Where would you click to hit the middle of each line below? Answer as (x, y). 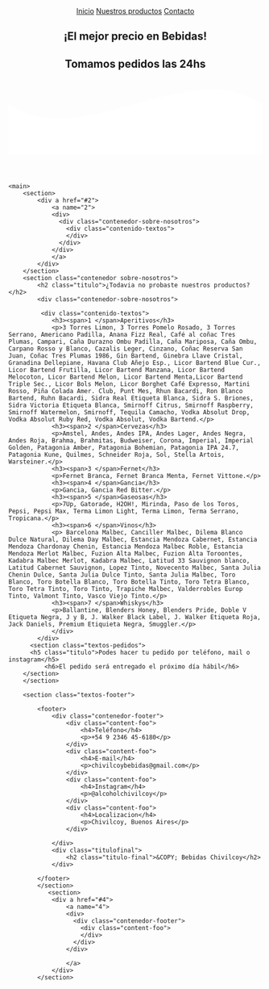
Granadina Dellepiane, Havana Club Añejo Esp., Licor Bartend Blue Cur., (135, 363)
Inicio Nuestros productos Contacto (135, 11)
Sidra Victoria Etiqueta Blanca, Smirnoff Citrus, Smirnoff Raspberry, (131, 405)
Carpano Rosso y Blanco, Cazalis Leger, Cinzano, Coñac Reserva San (126, 349)
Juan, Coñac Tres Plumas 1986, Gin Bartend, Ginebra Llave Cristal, (126, 356)
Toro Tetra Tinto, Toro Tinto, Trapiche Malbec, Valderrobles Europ (126, 589)
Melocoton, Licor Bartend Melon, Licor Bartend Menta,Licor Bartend (126, 377)
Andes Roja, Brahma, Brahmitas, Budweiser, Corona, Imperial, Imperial (131, 441)
